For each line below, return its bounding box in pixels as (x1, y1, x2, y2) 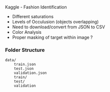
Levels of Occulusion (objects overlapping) (12, 19, 99, 24)
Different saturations (12, 14, 54, 19)
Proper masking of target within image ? (12, 34, 93, 40)
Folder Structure (5, 46, 45, 53)
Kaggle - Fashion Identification (5, 4, 67, 10)
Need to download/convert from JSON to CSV (12, 24, 105, 30)
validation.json (14, 70, 47, 75)
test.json (14, 66, 34, 71)
